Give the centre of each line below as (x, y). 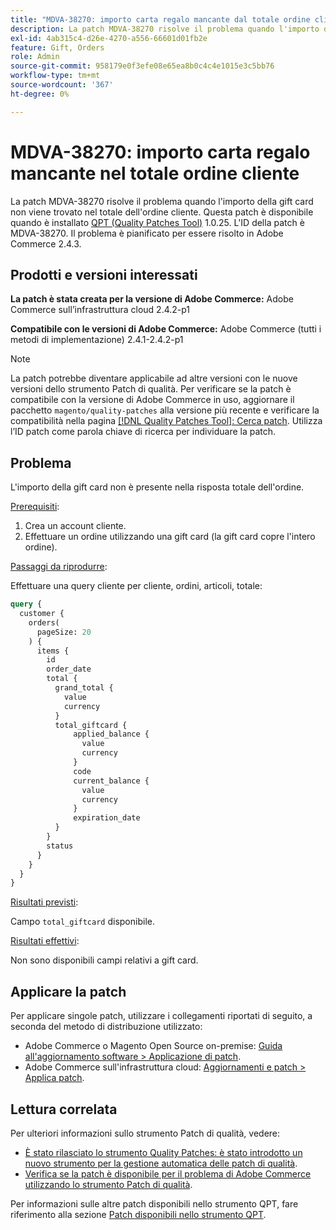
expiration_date (107, 818)
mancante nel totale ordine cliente (155, 173)
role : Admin (35, 57)
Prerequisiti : (35, 507)
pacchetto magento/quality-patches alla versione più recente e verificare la (165, 410)
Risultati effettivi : (45, 941)
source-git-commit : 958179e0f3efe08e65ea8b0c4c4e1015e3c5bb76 (142, 66)
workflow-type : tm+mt (55, 76)
